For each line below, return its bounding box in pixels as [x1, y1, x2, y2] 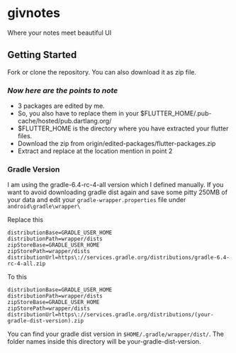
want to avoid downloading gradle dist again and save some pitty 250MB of [7, 188, 228, 196]
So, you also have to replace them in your [17, 109, 140, 118]
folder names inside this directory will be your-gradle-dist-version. [7, 337, 201, 346]
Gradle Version [7, 164, 60, 174]
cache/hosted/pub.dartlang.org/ [17, 117, 112, 125]
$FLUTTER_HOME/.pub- [140, 109, 212, 118]
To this [7, 273, 27, 281]
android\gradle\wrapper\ [7, 203, 81, 211]
